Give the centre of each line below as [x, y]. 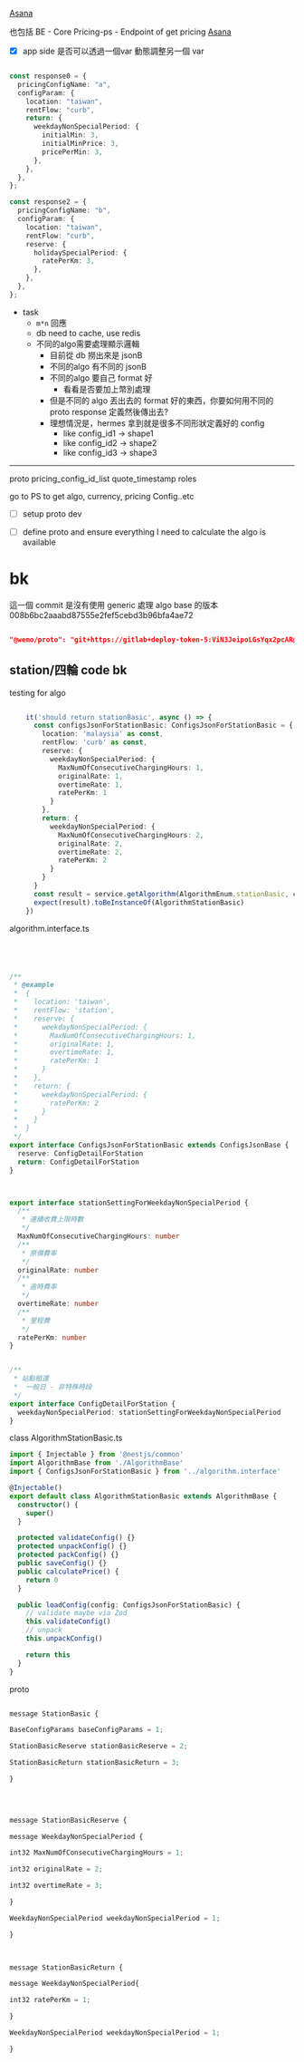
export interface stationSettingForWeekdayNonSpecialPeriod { [129, 1203]
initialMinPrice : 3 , [81, 144]
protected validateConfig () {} [76, 1538]
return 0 [42, 1580]
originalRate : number [58, 1270]
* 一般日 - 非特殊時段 [52, 1387]
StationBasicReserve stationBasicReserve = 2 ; [99, 1747]
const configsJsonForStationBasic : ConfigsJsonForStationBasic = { [163, 726]
